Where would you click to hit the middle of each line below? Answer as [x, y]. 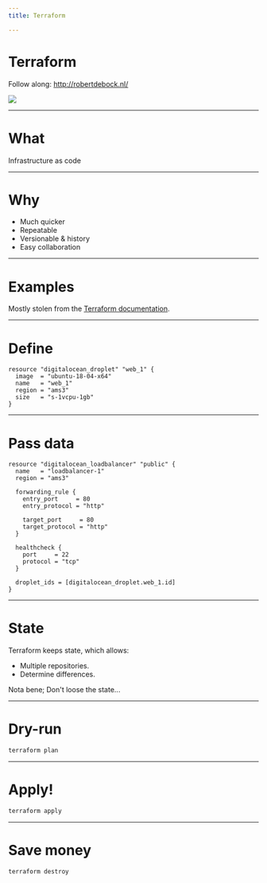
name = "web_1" [44, 383]
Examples [41, 287]
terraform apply [35, 811]
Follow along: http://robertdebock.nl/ [68, 83]
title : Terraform [37, 15]
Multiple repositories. [54, 666]
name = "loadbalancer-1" [60, 471]
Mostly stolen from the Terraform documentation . [89, 309]
